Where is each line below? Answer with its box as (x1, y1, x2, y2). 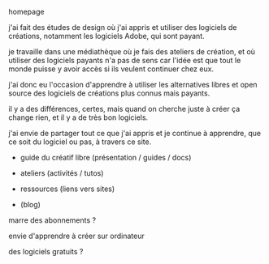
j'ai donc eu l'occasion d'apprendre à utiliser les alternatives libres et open (8, 80, 258, 89)
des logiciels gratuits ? (8, 247, 84, 256)
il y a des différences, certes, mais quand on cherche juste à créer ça (8, 104, 241, 113)
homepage (8, 7, 45, 16)
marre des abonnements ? (8, 215, 96, 225)
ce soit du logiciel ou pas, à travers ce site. (8, 137, 152, 147)
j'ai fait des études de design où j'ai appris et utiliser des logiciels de (8, 23, 237, 32)
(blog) (20, 200, 41, 209)
